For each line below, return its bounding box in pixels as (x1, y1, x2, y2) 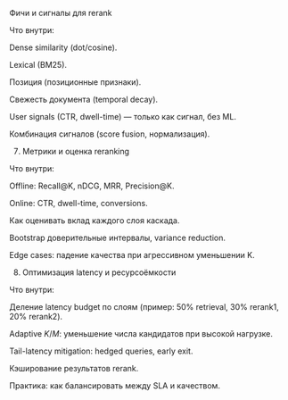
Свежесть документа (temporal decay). (9, 94, 159, 104)
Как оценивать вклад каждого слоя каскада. (9, 215, 180, 226)
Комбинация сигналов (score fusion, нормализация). (9, 129, 210, 139)
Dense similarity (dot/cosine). (9, 42, 118, 53)
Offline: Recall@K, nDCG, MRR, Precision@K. (9, 180, 175, 191)
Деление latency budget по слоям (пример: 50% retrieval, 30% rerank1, (9, 302, 279, 312)
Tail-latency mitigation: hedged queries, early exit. (9, 346, 193, 356)
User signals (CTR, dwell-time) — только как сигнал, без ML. (9, 112, 236, 121)
